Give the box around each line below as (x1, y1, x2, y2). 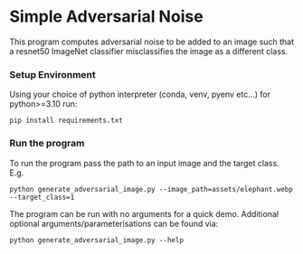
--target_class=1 (9, 193, 75, 202)
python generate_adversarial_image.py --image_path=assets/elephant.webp (9, 184, 294, 193)
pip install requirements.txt (9, 116, 124, 126)
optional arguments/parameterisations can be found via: (9, 218, 219, 229)
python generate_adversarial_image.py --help (9, 235, 184, 245)
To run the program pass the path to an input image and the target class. (9, 157, 280, 168)
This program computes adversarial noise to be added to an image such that (9, 36, 295, 47)
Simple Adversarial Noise (9, 6, 204, 27)
